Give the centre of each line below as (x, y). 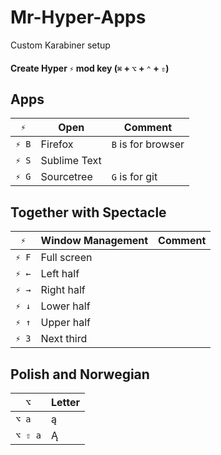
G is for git (134, 177)
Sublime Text (71, 161)
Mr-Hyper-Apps (78, 17)
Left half (60, 274)
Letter (65, 402)
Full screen (66, 258)
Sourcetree (66, 177)
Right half (63, 290)
